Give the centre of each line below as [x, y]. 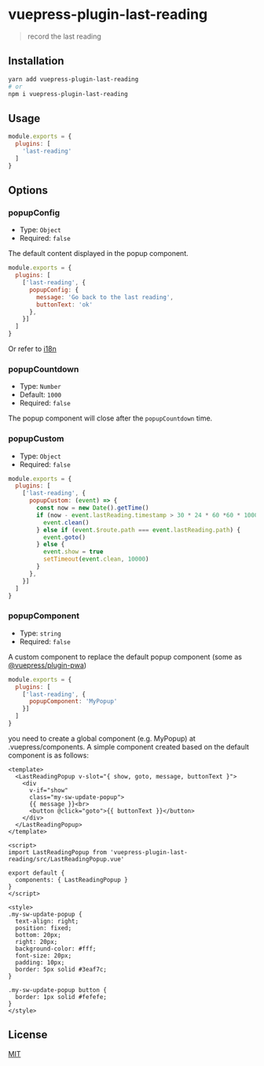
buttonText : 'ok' [64, 305]
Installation [36, 61]
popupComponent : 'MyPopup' [73, 701]
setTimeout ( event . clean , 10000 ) [96, 559]
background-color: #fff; [56, 949]
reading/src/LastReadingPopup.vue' [66, 859]
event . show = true [73, 552]
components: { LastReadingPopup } [71, 879]
